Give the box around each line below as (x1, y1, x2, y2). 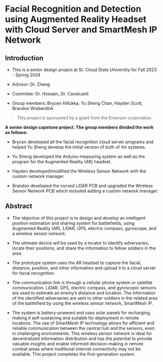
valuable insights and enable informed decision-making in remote (12, 341, 144, 346)
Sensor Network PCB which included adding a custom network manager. (12, 188, 159, 193)
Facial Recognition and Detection (5, 3, 142, 15)
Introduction (5, 54, 44, 62)
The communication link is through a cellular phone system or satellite (12, 279, 153, 286)
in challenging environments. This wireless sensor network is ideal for (12, 330, 152, 336)
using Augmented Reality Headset (5, 14, 147, 25)
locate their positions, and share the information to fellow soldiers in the (12, 245, 156, 251)
